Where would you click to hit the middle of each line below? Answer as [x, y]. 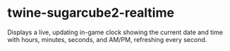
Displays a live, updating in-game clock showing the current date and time [115, 32]
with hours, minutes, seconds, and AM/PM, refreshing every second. [107, 39]
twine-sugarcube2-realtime [91, 13]
